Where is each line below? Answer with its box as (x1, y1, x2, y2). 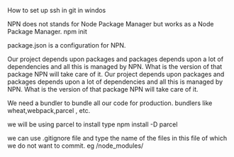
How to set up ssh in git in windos (7, 6, 106, 14)
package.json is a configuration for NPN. (7, 41, 126, 49)
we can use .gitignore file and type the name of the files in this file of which (7, 134, 228, 142)
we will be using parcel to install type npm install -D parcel (7, 120, 178, 129)
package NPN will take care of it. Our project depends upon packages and (7, 70, 225, 78)
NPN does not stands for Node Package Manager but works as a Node (7, 20, 214, 28)
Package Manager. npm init (7, 28, 87, 36)
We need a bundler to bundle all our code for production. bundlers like (7, 99, 213, 107)
